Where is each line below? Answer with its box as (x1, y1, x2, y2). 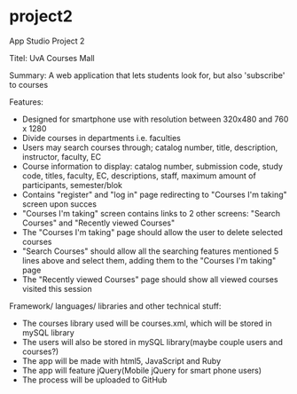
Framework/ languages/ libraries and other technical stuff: (9, 300, 222, 311)
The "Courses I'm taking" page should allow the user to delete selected (21, 226, 284, 237)
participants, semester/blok (21, 179, 122, 190)
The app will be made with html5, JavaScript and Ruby (21, 355, 222, 366)
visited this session (21, 283, 92, 294)
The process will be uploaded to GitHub (21, 374, 168, 385)
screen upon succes (21, 198, 98, 209)
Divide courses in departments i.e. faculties (21, 132, 182, 143)
